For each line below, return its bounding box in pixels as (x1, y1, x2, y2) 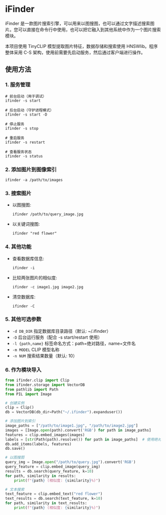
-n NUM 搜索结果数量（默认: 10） (12, 353, 78, 358)
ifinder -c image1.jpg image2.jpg (12, 284, 83, 289)
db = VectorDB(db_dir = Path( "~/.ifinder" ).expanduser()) (5, 410, 123, 415)
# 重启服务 (5, 135, 25, 140)
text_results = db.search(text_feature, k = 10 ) (5, 496, 103, 501)
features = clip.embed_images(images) (5, 432, 85, 437)
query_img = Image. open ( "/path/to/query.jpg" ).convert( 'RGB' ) (5, 460, 136, 465)
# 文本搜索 (5, 487, 25, 492)
